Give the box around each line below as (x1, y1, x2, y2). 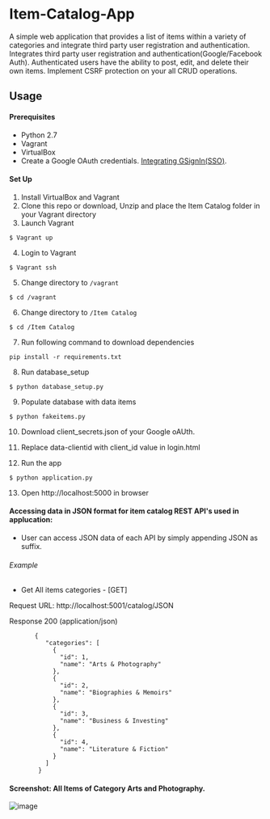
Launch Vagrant (20, 217, 74, 227)
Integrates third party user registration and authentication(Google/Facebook (9, 49, 262, 58)
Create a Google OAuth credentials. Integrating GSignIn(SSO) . (20, 155, 227, 166)
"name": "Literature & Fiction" (60, 745, 169, 754)
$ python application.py (9, 474, 93, 482)
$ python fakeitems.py (9, 412, 86, 420)
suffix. (20, 541, 43, 551)
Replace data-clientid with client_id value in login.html (20, 442, 200, 452)
